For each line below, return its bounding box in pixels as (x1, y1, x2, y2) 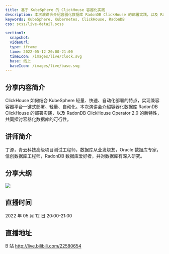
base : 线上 (10, 58, 31, 63)
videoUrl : (10, 40, 30, 45)
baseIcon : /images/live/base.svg (10, 63, 80, 68)
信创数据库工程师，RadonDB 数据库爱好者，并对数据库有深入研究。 (5, 153, 145, 159)
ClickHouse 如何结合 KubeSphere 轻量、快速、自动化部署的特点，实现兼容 (5, 98, 160, 104)
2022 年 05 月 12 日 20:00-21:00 (5, 212, 72, 219)
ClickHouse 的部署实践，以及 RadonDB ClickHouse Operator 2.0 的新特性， (5, 110, 162, 116)
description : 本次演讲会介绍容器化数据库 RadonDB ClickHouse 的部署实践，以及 (5, 12, 158, 17)
